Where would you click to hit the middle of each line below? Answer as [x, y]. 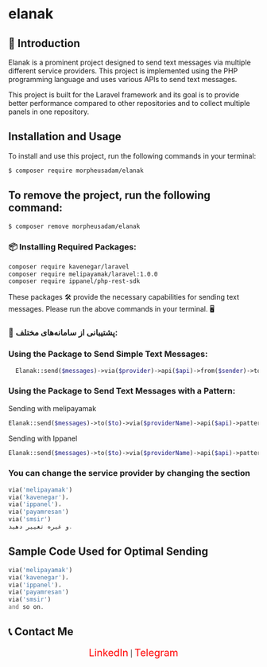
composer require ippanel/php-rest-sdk [74, 281]
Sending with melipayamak [52, 408]
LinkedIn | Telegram [133, 653]
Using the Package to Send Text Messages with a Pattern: [122, 391]
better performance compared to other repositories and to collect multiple [129, 103]
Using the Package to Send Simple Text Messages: [108, 354]
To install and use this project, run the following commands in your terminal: [132, 155]
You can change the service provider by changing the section [129, 473]
